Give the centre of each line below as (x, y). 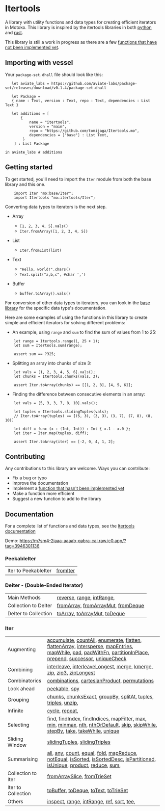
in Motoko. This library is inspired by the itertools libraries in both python (79, 27)
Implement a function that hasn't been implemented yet (68, 488)
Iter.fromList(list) (41, 250)
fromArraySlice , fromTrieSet (79, 777)
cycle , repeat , (63, 711)
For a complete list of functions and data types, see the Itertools (70, 526)
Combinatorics (25, 681)
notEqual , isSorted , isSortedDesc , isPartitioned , (101, 759)
